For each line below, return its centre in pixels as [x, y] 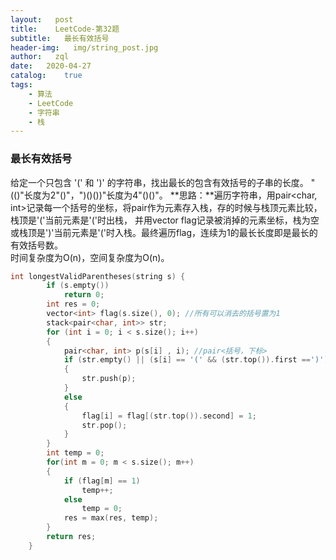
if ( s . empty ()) [78, 286]
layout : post [42, 19]
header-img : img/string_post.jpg [84, 47]
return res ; [71, 537]
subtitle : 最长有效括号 [60, 38]
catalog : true [46, 76]
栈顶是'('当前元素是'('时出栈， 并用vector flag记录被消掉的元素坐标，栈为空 [165, 220]
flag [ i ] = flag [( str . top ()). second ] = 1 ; [169, 416]
